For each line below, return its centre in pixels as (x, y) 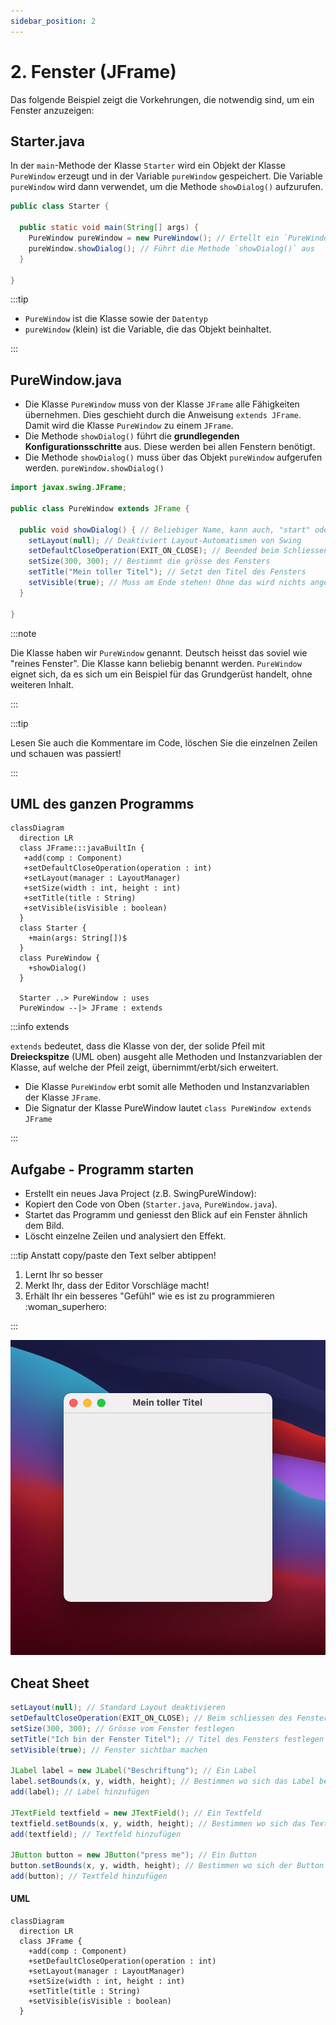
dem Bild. (44, 1226)
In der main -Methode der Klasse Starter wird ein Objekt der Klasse (148, 166)
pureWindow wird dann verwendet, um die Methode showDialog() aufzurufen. (167, 187)
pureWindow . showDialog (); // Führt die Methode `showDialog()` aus (171, 248)
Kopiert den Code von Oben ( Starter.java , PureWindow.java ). (151, 1204)
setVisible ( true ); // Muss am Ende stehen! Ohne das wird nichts (167, 583)
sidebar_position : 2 (53, 21)
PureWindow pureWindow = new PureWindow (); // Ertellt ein (154, 238)
